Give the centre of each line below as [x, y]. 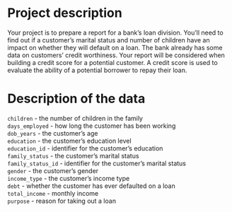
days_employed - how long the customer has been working [92, 126]
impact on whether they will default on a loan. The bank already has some [115, 47]
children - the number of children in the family [75, 118]
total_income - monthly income [53, 193]
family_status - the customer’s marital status [73, 155]
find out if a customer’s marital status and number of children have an [109, 40]
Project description [65, 13]
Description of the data [76, 99]
